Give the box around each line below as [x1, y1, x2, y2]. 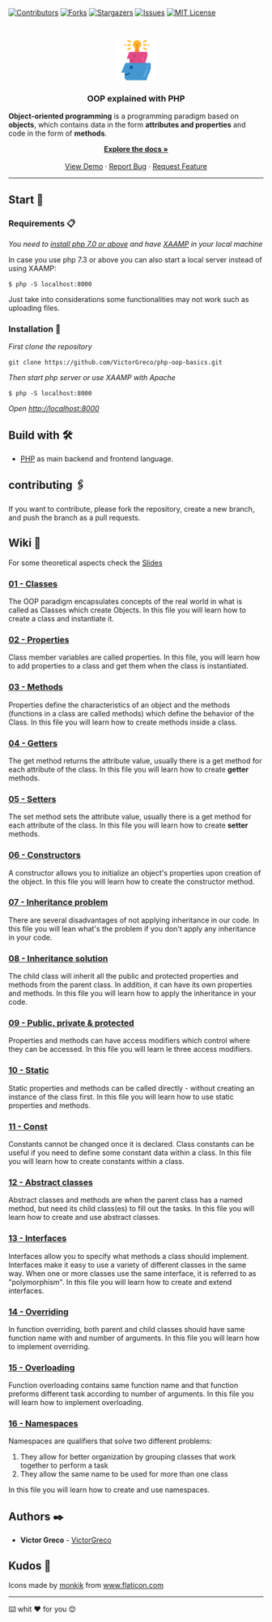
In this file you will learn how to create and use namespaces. [8, 1485, 210, 1494]
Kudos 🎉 [8, 1559, 52, 1572]
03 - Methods [8, 681, 63, 693]
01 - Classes [8, 577, 58, 589]
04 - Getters [8, 737, 58, 749]
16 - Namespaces [8, 1418, 79, 1430]
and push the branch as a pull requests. [8, 513, 141, 522]
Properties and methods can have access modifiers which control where [8, 1036, 251, 1045]
